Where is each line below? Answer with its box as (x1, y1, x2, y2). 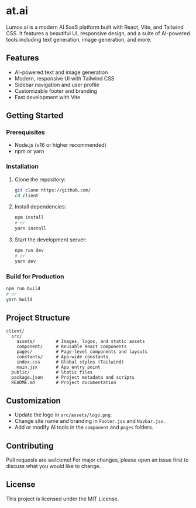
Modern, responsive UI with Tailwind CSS (14, 75, 115, 82)
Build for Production (6, 272, 64, 280)
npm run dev (14, 248, 44, 254)
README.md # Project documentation (11, 380, 116, 386)
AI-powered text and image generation (14, 69, 108, 76)
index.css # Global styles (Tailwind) (16, 359, 125, 365)
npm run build (6, 286, 41, 292)
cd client (14, 193, 39, 199)
